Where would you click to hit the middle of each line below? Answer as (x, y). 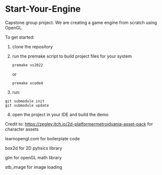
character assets (22, 129)
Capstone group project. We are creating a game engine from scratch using (81, 22)
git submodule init (25, 101)
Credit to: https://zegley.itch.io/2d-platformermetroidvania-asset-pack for (79, 124)
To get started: (20, 37)
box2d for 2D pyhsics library (34, 148)
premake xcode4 (28, 83)
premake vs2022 (28, 65)
